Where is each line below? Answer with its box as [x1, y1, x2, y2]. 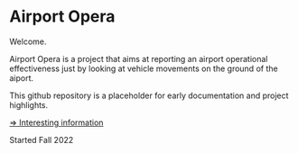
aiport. [9, 72, 34, 83]
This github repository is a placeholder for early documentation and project [9, 90, 289, 101]
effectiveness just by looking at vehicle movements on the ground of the [9, 63, 278, 74]
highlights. [9, 99, 49, 110]
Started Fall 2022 [9, 134, 74, 145]
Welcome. [9, 36, 47, 47]
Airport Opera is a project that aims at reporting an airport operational [9, 53, 268, 64]
